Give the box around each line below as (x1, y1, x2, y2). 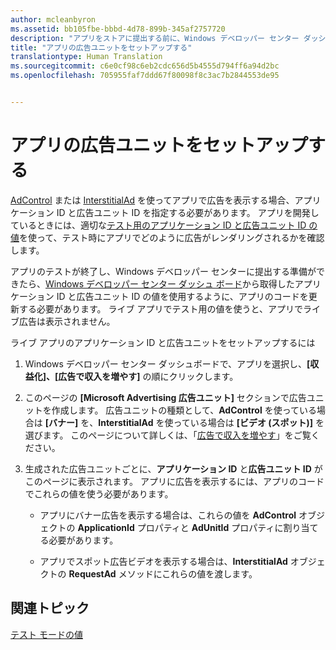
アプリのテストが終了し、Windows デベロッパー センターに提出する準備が (10, 265, 317, 277)
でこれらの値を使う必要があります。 (24, 487, 174, 500)
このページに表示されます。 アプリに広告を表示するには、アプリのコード (24, 475, 325, 487)
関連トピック (10, 600, 90, 617)
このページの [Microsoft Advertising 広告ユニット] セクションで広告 (24, 391, 307, 403)
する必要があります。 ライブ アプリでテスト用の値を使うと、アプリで (18, 302, 303, 315)
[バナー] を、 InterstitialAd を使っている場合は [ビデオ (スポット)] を (44, 416, 325, 428)
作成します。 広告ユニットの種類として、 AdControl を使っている (51, 404, 317, 416)
